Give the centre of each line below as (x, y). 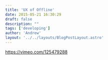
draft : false (19, 19)
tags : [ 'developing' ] (28, 28)
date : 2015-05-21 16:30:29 (33, 14)
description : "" (22, 24)
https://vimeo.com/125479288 (36, 52)
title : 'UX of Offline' (30, 10)
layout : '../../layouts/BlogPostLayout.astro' (54, 38)
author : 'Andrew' (23, 33)
